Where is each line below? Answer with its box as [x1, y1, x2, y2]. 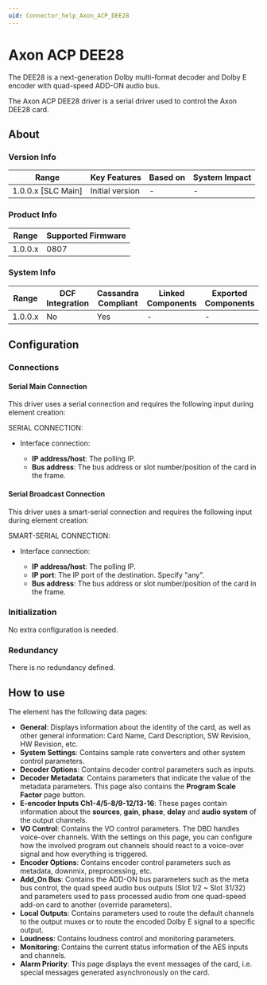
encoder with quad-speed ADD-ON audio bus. [8, 80, 161, 90]
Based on [149, 172, 186, 183]
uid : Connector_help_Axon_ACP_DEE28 [8, 11, 130, 20]
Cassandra [96, 287, 139, 298]
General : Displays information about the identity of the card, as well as [19, 722, 252, 732]
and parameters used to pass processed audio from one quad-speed [19, 891, 246, 901]
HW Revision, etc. [19, 739, 78, 749]
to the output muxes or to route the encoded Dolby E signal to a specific [19, 917, 256, 926]
